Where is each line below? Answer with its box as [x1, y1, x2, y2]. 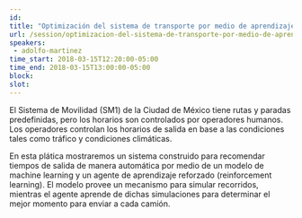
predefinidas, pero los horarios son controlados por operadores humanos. [9, 114, 283, 125]
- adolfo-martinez [13, 47, 83, 56]
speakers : [9, 38, 47, 48]
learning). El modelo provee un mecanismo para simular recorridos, [9, 179, 259, 189]
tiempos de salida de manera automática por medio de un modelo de [9, 160, 264, 170]
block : [9, 72, 34, 81]
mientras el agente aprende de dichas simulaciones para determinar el [9, 188, 271, 199]
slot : [9, 80, 30, 89]
